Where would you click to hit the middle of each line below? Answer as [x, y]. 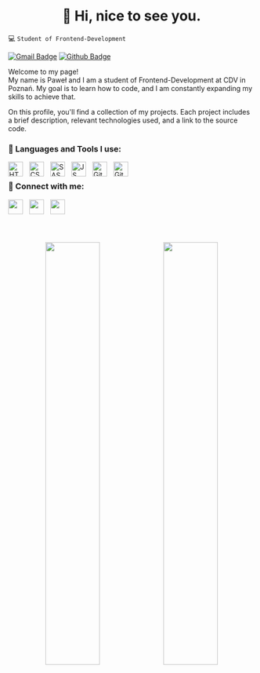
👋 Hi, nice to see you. [132, 16]
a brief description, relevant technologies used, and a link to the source [123, 120]
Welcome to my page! [43, 71]
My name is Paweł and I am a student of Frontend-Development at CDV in [127, 80]
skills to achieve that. [42, 97]
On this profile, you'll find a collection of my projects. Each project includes [129, 112]
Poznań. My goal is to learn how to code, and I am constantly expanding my [130, 88]
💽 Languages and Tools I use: [65, 148]
